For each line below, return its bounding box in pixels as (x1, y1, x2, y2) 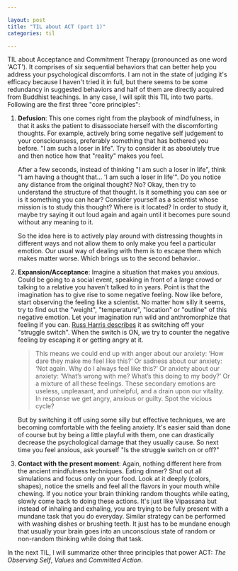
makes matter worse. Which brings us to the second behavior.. (17, 254, 200, 263)
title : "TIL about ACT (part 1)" (7, 23, 106, 30)
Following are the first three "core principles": (7, 100, 140, 109)
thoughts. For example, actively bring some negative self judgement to (17, 129, 224, 138)
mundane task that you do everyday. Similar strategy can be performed (17, 512, 226, 521)
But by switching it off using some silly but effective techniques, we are (17, 415, 226, 425)
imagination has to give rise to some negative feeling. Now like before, (17, 291, 223, 299)
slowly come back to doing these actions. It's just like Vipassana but (17, 497, 217, 506)
